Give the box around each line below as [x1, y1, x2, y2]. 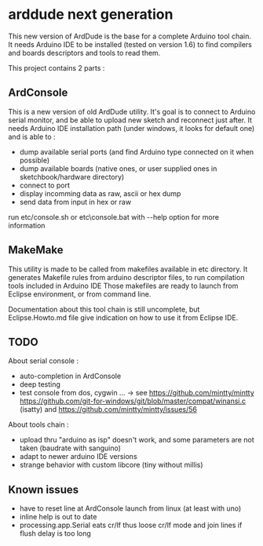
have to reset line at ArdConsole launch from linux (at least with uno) [19, 504, 242, 513]
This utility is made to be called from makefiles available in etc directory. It [8, 264, 248, 274]
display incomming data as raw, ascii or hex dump [19, 188, 181, 198]
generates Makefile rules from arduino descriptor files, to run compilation [8, 272, 245, 282]
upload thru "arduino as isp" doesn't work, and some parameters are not [19, 435, 254, 445]
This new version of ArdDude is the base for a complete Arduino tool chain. [8, 31, 252, 41]
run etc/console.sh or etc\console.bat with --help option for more [8, 212, 220, 221]
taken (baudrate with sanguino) [19, 443, 122, 453]
